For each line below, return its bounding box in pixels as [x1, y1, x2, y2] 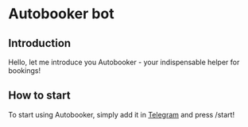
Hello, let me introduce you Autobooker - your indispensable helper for [8, 57, 240, 67]
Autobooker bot [8, 5, 114, 23]
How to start [8, 89, 71, 102]
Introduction [8, 37, 72, 50]
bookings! [8, 66, 41, 75]
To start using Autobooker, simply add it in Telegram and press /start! [8, 110, 235, 119]
